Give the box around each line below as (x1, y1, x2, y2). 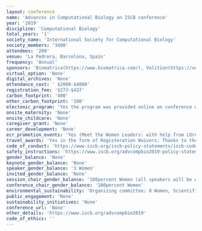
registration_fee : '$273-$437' (6, 87, 85, 93)
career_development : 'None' (6, 126, 77, 132)
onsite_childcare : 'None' (6, 115, 71, 121)
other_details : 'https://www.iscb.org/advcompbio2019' (6, 210, 147, 217)
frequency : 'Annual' (6, 59, 58, 65)
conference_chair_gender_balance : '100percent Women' (6, 182, 144, 188)
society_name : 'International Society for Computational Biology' (6, 37, 176, 43)
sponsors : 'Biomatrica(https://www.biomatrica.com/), (6, 64, 144, 71)
